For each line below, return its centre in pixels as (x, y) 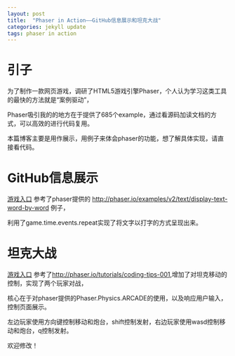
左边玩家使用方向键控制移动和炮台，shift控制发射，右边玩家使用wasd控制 (113, 322)
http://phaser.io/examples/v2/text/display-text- (160, 199)
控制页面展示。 (29, 307)
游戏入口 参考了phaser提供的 (49, 199)
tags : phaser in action (42, 33)
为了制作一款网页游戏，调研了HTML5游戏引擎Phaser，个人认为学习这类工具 (117, 91)
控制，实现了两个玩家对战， (47, 283)
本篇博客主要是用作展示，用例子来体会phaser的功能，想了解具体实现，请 (113, 138)
